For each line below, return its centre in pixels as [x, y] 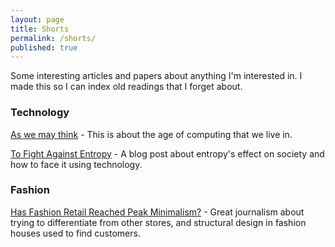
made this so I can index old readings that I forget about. [126, 87]
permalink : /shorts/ [53, 38]
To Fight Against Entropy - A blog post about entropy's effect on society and [167, 153]
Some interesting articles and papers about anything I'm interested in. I [156, 76]
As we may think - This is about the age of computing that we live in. [151, 134]
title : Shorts [40, 29]
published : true [44, 47]
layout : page [37, 19]
